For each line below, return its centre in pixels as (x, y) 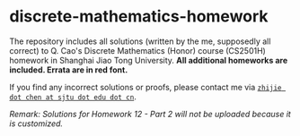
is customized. (36, 123)
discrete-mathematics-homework (139, 17)
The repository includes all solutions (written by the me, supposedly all (140, 41)
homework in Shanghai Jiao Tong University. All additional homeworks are (149, 60)
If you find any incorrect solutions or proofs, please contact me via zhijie (146, 87)
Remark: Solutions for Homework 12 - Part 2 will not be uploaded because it (150, 114)
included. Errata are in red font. (69, 70)
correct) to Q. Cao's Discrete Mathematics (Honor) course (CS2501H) (138, 50)
